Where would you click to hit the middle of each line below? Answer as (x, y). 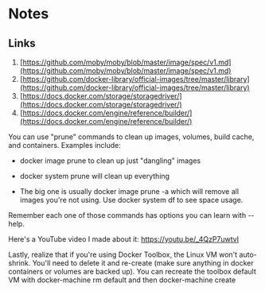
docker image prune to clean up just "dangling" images (110, 161)
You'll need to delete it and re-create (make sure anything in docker (143, 263)
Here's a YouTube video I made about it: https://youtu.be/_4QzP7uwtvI (124, 239)
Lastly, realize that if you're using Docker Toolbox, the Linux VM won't (123, 254)
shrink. (19, 263)
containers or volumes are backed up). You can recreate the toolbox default (132, 272)
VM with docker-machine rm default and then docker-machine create (122, 280)
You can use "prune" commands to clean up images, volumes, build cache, (131, 137)
